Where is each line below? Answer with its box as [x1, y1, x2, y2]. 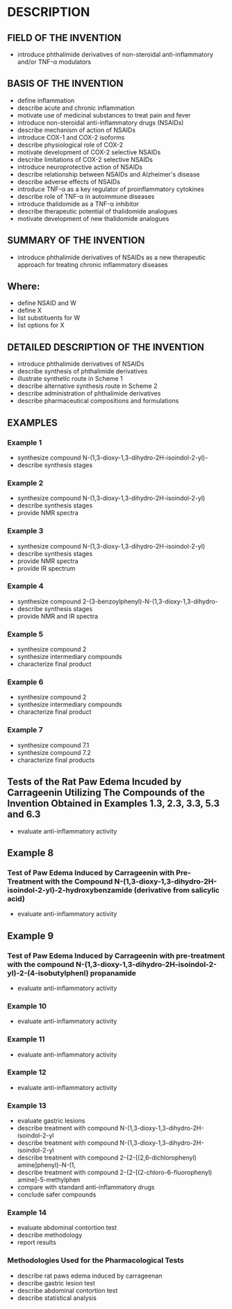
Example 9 [7, 929, 54, 942]
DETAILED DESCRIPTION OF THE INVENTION [7, 341, 205, 353]
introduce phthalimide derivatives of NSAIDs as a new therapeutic [17, 253, 206, 261]
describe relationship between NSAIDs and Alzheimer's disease [17, 170, 200, 178]
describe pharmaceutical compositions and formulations [17, 397, 179, 405]
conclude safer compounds [17, 1190, 97, 1199]
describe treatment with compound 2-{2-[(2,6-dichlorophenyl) [17, 1153, 197, 1162]
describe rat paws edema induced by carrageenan [17, 1271, 163, 1280]
